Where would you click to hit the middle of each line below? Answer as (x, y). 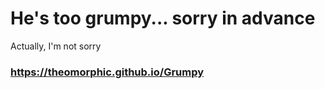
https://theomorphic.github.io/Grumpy (107, 72)
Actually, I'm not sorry (56, 46)
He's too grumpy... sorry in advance (163, 18)
